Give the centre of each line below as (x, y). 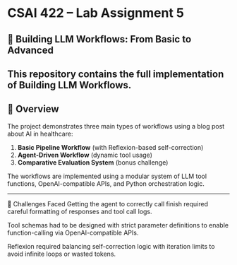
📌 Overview (33, 109)
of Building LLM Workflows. (69, 85)
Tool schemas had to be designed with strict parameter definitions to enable (118, 225)
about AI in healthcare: (40, 134)
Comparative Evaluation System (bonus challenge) (93, 162)
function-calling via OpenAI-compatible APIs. (73, 232)
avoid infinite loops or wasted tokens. (62, 254)
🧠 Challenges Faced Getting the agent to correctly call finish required (108, 204)
